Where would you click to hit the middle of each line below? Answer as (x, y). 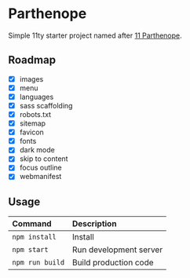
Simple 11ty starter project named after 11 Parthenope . (95, 35)
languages (37, 97)
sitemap (32, 123)
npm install (35, 237)
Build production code (113, 262)
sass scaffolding (46, 105)
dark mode (37, 150)
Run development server (117, 250)
